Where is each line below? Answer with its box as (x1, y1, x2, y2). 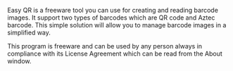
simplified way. (7, 28, 51, 37)
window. (7, 57, 32, 65)
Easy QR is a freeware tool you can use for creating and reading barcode (7, 6, 218, 14)
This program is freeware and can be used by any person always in (7, 42, 203, 50)
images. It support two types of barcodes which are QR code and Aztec (7, 13, 215, 22)
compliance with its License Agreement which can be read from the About (7, 49, 223, 58)
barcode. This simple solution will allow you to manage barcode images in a (7, 21, 227, 29)
